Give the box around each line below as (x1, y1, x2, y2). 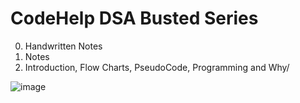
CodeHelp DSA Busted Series (10, 7, 259, 30)
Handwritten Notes (24, 40, 103, 52)
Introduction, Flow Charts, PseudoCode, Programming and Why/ (24, 61, 290, 73)
